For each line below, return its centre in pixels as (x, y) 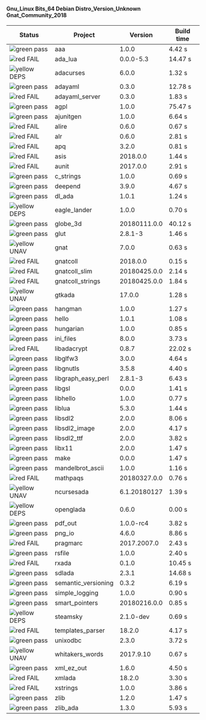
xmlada (65, 678)
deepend (68, 186)
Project (84, 35)
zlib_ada (67, 708)
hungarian (69, 329)
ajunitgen (68, 116)
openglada (70, 510)
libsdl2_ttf (69, 438)
